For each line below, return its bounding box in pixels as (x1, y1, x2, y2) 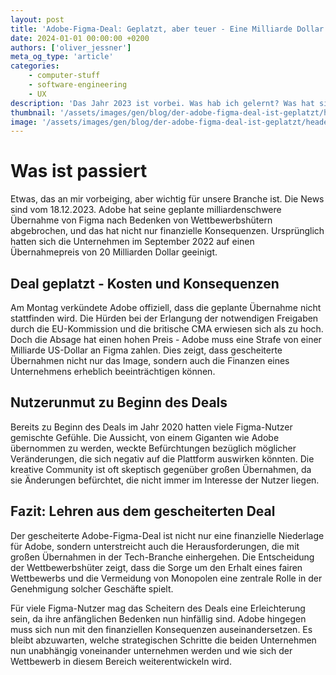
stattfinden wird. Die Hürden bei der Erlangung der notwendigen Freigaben (10, 312, 319, 324)
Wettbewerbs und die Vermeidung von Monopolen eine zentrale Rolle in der (10, 572, 323, 584)
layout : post (10, 14, 65, 25)
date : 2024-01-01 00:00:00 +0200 (10, 33, 150, 43)
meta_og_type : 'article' (10, 52, 114, 62)
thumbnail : (10, 107, 56, 118)
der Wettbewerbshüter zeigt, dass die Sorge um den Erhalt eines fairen (10, 561, 303, 573)
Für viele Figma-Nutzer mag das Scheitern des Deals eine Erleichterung (10, 602, 306, 614)
